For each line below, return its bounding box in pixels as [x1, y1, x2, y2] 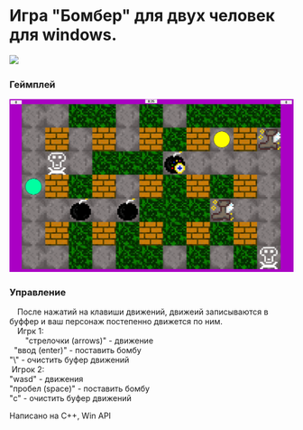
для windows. [9, 24, 117, 45]
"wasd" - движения [9, 374, 84, 385]
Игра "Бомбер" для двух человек [9, 5, 275, 26]
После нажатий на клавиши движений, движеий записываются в [17, 306, 269, 317]
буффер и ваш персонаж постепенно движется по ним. [9, 316, 224, 327]
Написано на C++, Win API [9, 410, 111, 421]
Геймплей [9, 78, 56, 90]
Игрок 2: [11, 364, 45, 375]
